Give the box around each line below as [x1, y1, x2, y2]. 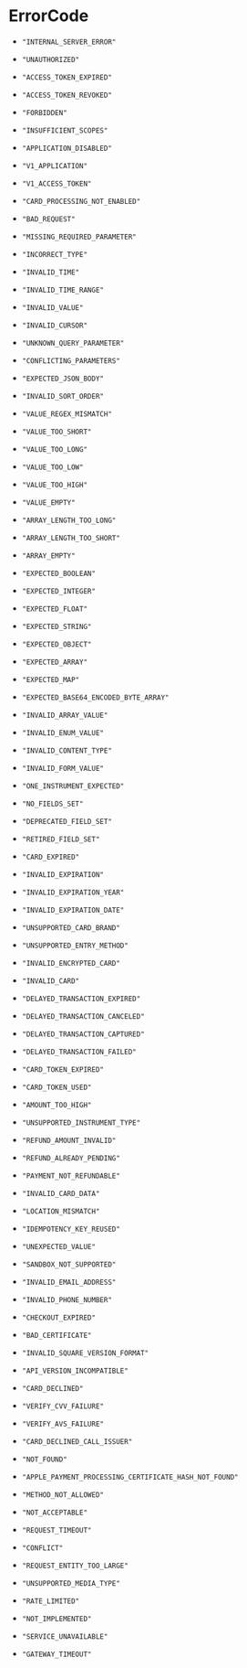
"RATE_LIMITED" [21, 1597, 80, 1606]
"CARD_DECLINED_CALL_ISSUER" [21, 1437, 133, 1446]
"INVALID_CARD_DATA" [21, 1189, 100, 1198]
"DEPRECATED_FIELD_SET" [21, 817, 113, 826]
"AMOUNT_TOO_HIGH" [21, 1100, 92, 1109]
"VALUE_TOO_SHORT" [21, 427, 92, 436]
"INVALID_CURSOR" [21, 321, 88, 330]
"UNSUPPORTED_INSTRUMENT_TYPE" [21, 1117, 141, 1128]
